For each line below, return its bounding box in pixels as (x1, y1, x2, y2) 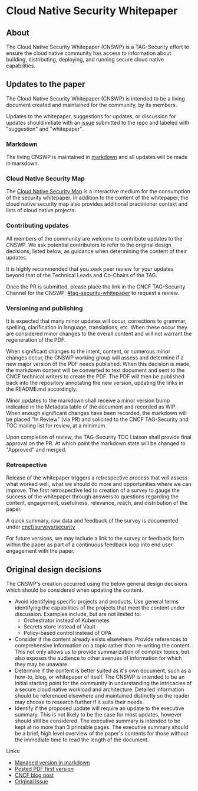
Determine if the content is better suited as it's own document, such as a (14, 667, 192, 675)
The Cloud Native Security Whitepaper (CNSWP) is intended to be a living (6, 95, 186, 102)
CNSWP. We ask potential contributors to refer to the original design (6, 241, 172, 248)
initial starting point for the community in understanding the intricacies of (14, 680, 192, 687)
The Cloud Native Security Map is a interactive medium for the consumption (6, 188, 190, 195)
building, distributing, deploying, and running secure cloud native (6, 56, 164, 63)
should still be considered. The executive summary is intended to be (14, 717, 181, 725)
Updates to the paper (6, 79, 85, 89)
